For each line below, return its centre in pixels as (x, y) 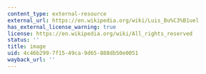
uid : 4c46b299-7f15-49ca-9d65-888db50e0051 (73, 54)
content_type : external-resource (57, 14)
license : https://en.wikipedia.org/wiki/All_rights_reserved (100, 33)
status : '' (24, 40)
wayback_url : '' (31, 60)
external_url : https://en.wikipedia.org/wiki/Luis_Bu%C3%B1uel (103, 20)
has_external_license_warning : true (62, 27)
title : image (27, 47)
